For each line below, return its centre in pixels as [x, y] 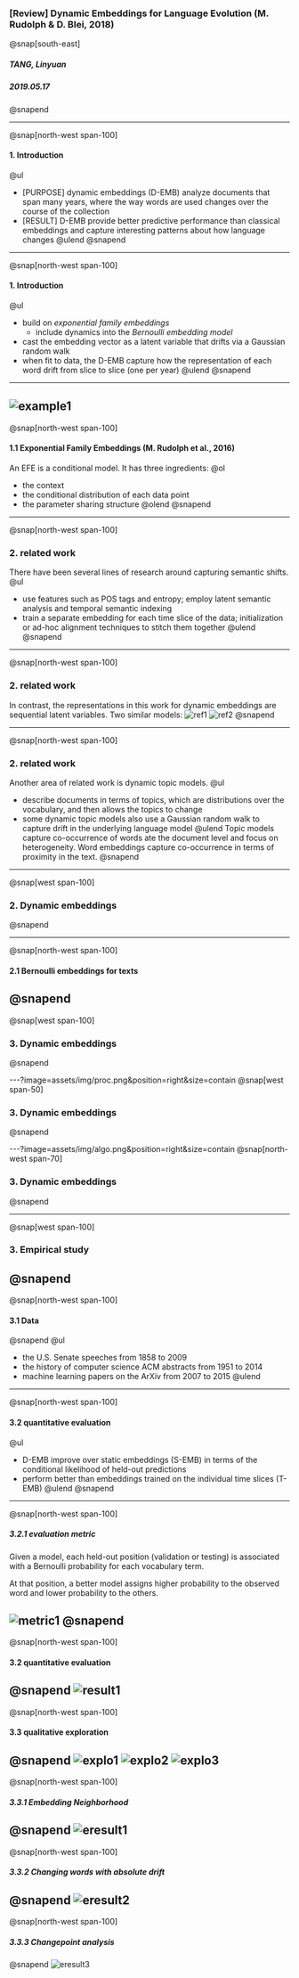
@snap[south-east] [45, 44]
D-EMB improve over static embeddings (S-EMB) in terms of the [140, 1459]
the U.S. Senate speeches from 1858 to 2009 [105, 1358]
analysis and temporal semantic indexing [97, 609]
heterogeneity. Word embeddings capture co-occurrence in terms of [148, 847]
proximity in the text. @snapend [81, 856]
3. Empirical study [49, 1250]
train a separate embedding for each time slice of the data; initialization [153, 618]
